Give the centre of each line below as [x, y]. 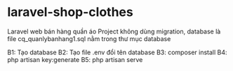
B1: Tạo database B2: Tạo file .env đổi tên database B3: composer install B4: [117, 52]
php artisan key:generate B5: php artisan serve [75, 59]
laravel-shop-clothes [70, 12]
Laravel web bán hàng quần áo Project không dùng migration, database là [114, 31]
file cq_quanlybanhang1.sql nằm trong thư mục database [89, 38]
